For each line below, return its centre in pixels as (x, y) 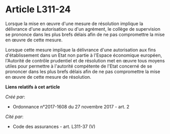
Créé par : (15, 97)
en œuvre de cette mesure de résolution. (48, 77)
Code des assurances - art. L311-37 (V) (54, 126)
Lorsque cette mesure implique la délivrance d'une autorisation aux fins (81, 50)
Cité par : (15, 117)
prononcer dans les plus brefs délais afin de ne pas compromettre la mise (83, 71)
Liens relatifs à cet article (33, 87)
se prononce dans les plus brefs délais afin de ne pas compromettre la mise (85, 34)
